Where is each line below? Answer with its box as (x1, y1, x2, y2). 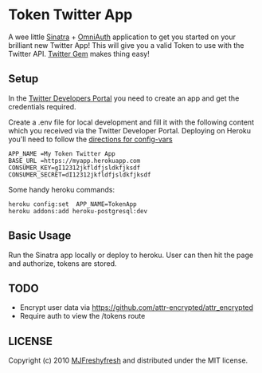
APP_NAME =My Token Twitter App (8, 149, 115, 157)
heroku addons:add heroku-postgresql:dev (8, 207, 148, 215)
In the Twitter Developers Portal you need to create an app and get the (8, 93, 240, 103)
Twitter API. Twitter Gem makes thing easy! (8, 49, 150, 58)
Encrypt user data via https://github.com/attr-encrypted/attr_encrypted (19, 303, 253, 312)
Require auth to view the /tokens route (19, 311, 146, 321)
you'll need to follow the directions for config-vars (8, 134, 173, 144)
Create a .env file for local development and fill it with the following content (8, 117, 255, 127)
